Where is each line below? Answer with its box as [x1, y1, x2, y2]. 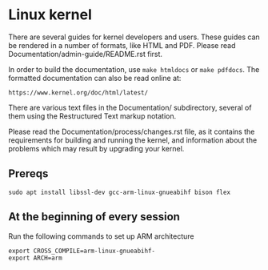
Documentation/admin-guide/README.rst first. [8, 49, 162, 58]
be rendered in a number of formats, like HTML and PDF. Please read [8, 40, 236, 50]
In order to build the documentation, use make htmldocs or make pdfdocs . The [8, 64, 260, 74]
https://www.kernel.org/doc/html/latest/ [8, 88, 149, 97]
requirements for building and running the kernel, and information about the [8, 135, 258, 145]
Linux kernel [8, 6, 92, 24]
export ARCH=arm [8, 254, 62, 262]
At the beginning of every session [8, 210, 180, 224]
